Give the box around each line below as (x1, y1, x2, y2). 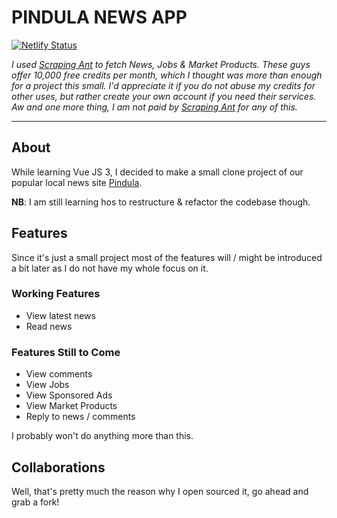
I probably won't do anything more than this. (11, 430, 194, 442)
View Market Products (25, 400, 118, 412)
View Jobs (25, 379, 70, 391)
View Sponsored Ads (25, 389, 113, 401)
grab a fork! (11, 496, 60, 508)
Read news (25, 320, 73, 332)
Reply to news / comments (25, 411, 136, 423)
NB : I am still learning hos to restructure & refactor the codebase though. (11, 196, 311, 208)
